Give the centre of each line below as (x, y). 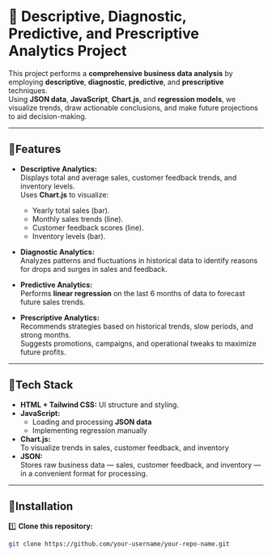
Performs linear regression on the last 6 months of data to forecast (132, 293)
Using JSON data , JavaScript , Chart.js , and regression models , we (122, 99)
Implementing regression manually (90, 430)
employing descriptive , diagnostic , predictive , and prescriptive (116, 82)
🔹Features (35, 149)
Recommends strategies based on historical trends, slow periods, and (136, 326)
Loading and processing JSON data (92, 422)
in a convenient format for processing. (84, 473)
